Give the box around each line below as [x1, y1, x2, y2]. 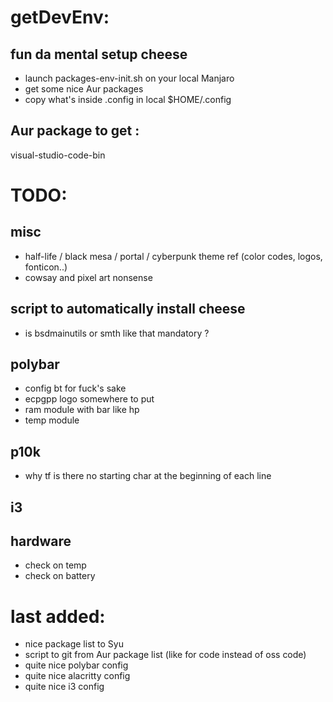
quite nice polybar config [24, 659, 129, 671]
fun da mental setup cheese [10, 46, 188, 63]
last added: [10, 605, 106, 628]
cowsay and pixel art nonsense [24, 271, 153, 283]
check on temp [24, 559, 87, 571]
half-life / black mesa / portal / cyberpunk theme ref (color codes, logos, [24, 250, 323, 262]
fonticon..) [24, 261, 68, 273]
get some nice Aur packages [24, 83, 144, 95]
